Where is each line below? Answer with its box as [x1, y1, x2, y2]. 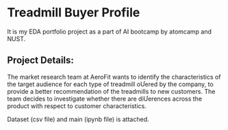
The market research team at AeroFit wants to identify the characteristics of [7, 73, 221, 81]
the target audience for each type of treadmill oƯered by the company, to [7, 80, 214, 88]
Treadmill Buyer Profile [7, 5, 140, 21]
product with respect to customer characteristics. [7, 101, 147, 110]
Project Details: [7, 55, 74, 66]
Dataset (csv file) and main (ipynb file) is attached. [7, 115, 149, 123]
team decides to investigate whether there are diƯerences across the [7, 94, 203, 103]
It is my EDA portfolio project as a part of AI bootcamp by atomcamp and [7, 27, 212, 36]
